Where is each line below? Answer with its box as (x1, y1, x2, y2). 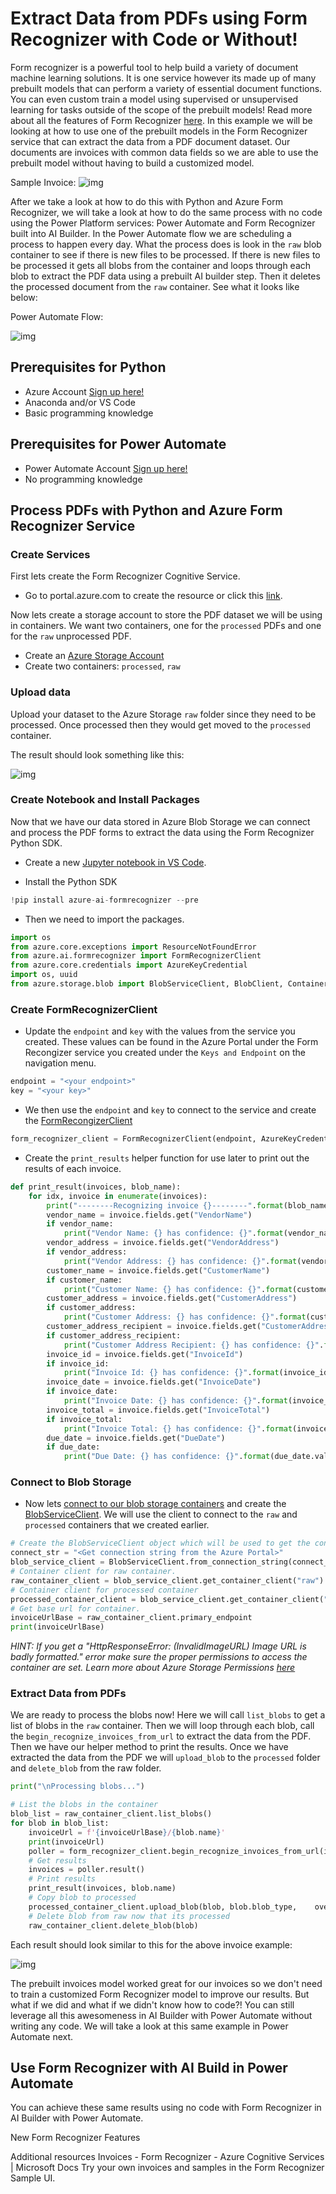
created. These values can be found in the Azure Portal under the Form (24, 1036, 319, 1048)
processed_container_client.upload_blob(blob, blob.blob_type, (28, 1902, 298, 1912)
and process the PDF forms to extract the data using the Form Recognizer (10, 826, 315, 838)
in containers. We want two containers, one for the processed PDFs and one (10, 620, 322, 632)
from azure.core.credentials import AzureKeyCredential (10, 960, 248, 971)
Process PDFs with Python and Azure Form (10, 502, 283, 519)
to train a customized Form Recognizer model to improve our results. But (10, 1988, 310, 2000)
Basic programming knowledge (24, 407, 154, 419)
